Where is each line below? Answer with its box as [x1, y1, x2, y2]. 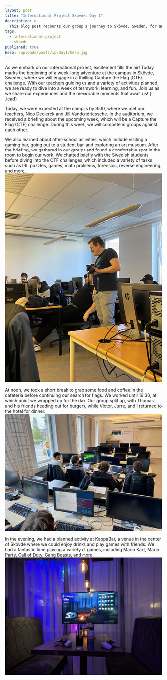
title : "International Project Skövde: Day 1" [5, 13, 103, 18]
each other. [5, 127, 29, 133]
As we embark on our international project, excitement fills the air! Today [5, 64, 154, 70]
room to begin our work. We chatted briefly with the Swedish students [5, 152, 149, 158]
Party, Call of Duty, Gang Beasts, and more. [5, 552, 94, 558]
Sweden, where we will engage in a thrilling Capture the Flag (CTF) [5, 75, 143, 80]
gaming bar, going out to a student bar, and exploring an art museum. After [5, 142, 159, 148]
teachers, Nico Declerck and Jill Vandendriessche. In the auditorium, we [5, 111, 153, 117]
